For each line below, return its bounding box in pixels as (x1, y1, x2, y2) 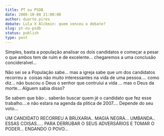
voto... (5, 105, 18, 111)
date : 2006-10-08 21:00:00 (5, 12, 61, 17)
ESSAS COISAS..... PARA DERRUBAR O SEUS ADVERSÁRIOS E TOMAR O (5, 120, 155, 126)
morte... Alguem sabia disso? (5, 85, 65, 91)
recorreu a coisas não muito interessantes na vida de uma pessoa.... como (5, 74, 160, 80)
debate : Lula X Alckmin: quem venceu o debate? (5, 21, 106, 26)
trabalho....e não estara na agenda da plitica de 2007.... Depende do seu (5, 100, 154, 106)
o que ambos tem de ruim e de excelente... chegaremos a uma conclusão (5, 54, 156, 60)
